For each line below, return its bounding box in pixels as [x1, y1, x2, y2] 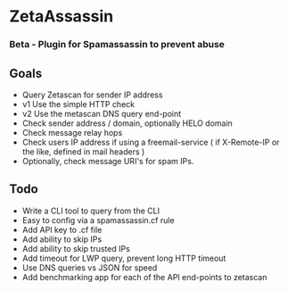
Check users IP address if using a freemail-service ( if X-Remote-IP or [21, 137, 280, 147]
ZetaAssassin [9, 6, 114, 27]
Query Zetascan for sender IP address [21, 89, 163, 100]
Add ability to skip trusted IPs [21, 243, 131, 254]
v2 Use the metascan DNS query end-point [21, 108, 182, 119]
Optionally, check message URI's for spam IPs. [21, 155, 194, 166]
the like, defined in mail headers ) [21, 145, 145, 157]
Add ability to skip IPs [21, 234, 103, 245]
